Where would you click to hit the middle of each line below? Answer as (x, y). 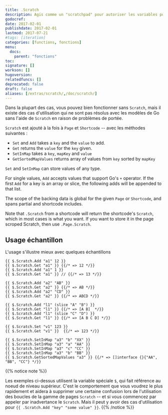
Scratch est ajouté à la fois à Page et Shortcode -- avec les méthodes (75, 128)
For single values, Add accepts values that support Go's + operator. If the (79, 178)
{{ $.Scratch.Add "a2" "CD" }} (38, 292)
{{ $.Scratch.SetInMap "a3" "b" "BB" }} (48, 353)
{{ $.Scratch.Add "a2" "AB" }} (38, 283)
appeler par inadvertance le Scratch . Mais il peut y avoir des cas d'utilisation (84, 402)
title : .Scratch (22, 10)
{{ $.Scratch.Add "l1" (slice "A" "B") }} (50, 305)
